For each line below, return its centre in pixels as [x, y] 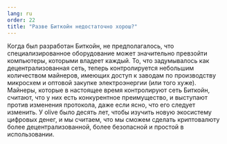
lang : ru [20, 13]
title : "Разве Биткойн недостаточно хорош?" [72, 26]
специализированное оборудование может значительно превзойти [107, 53]
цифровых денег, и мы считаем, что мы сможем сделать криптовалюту [113, 120]
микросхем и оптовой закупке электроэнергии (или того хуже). [102, 83]
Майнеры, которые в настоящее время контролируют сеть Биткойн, [108, 90]
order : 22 [21, 20]
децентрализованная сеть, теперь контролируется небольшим [101, 68]
